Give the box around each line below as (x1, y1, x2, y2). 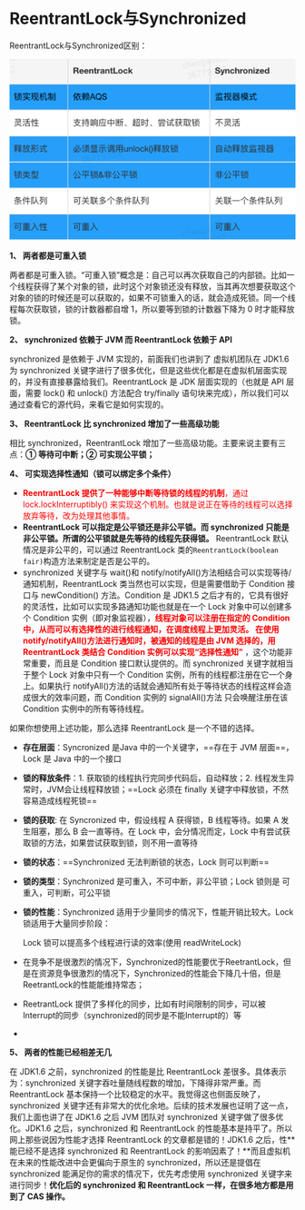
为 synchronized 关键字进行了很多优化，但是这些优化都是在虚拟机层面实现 (9, 364, 288, 375)
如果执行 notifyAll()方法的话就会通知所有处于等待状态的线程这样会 (38, 680, 284, 691)
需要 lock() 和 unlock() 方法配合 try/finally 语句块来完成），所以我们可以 (25, 387, 290, 398)
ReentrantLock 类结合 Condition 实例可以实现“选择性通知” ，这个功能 (22, 646, 286, 657)
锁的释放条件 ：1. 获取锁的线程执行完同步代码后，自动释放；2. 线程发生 (22, 772, 287, 783)
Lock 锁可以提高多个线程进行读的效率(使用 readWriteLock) (22, 937, 242, 947)
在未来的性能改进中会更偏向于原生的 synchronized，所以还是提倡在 (9, 1156, 261, 1167)
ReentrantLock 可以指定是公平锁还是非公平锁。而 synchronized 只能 (22, 521, 281, 532)
